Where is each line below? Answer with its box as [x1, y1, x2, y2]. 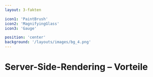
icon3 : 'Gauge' [5, 26, 37, 31]
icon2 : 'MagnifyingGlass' [5, 21, 59, 26]
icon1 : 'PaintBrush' [5, 16, 49, 22]
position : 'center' [5, 35, 46, 40]
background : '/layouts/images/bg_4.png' [5, 40, 92, 45]
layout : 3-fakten [5, 7, 42, 13]
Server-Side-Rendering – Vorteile [5, 61, 148, 73]
